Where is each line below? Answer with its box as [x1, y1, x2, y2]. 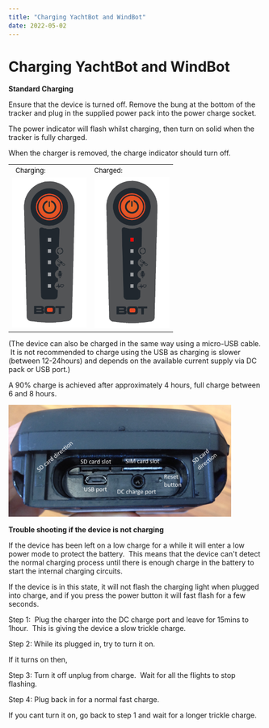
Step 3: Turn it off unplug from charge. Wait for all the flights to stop [8, 670, 236, 679]
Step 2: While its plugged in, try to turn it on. [8, 639, 156, 649]
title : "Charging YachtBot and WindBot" [8, 13, 147, 21]
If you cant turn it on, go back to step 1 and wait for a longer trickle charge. [8, 710, 257, 720]
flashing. [8, 679, 38, 688]
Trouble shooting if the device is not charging [8, 524, 164, 534]
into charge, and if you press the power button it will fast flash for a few [8, 590, 246, 600]
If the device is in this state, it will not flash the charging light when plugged [8, 582, 260, 591]
